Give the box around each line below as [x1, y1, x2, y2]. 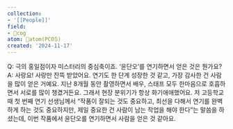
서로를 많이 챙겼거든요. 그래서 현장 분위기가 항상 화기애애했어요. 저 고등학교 [19, 88, 225, 96]
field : [7, 23, 26, 30]
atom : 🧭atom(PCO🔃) [7, 36, 61, 43]
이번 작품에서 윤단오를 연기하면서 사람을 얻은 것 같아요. [27, 114, 176, 122]
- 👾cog [7, 29, 26, 37]
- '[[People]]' [7, 17, 51, 24]
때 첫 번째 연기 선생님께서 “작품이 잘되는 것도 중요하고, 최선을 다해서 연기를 [7, 97, 210, 105]
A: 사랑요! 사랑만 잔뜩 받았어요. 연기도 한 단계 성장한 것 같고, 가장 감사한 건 [7, 71, 209, 79]
